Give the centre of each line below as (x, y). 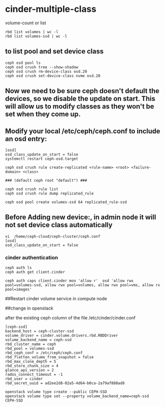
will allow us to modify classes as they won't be (80, 107)
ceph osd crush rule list (32, 189)
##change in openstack (29, 308)
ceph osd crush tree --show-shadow (42, 67)
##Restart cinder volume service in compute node (56, 299)
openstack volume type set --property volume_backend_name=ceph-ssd (77, 396)
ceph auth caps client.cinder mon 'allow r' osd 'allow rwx (69, 281)
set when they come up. (43, 114)
